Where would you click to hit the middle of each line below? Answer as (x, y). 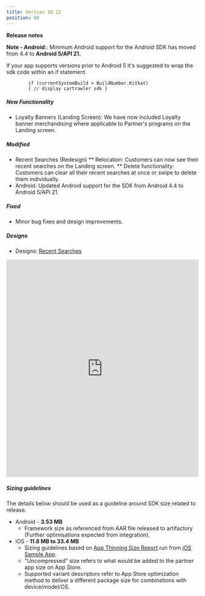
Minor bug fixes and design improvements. (69, 222)
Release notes (25, 35)
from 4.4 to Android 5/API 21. (44, 53)
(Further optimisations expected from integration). (87, 535)
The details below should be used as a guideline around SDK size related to (101, 504)
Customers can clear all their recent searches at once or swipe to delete (106, 173)
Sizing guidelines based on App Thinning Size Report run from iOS (108, 548)
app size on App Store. (53, 567)
